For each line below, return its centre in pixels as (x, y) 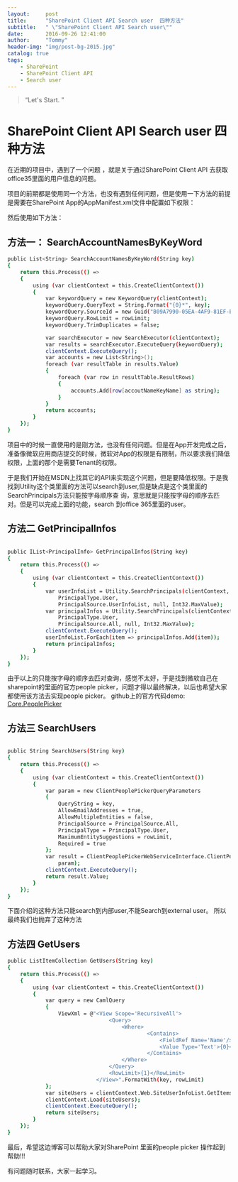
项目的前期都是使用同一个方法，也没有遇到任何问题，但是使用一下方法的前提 (119, 194)
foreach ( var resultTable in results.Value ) (112, 364)
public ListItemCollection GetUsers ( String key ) (80, 961)
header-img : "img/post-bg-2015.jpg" (61, 47)
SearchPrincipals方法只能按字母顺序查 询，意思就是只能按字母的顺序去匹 (114, 495)
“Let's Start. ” (44, 100)
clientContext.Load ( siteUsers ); (93, 1100)
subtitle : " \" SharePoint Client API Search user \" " (90, 27)
